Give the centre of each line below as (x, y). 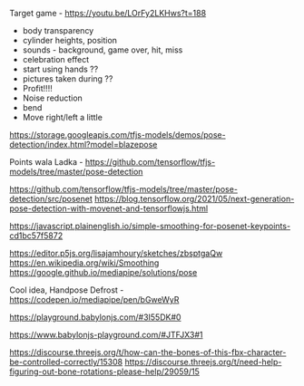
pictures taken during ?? (68, 79)
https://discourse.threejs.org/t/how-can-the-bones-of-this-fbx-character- (148, 352)
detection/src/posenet (51, 199)
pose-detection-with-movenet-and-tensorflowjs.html (109, 208)
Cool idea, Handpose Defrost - (67, 290)
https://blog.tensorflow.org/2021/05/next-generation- (194, 199)
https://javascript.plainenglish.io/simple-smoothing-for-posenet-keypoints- (150, 226)
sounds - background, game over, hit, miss (103, 50)
